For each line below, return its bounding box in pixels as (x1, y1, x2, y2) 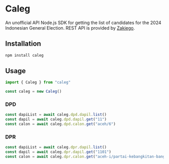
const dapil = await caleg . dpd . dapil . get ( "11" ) (5, 117, 107, 122)
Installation (5, 40, 41, 48)
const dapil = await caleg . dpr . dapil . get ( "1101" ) (5, 149, 112, 154)
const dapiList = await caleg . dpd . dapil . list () (5, 112, 107, 117)
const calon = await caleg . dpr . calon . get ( (5, 154, 96, 159)
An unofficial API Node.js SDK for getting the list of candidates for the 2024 (5, 20, 162, 26)
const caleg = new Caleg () (5, 89, 62, 94)
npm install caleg (5, 53, 44, 58)
